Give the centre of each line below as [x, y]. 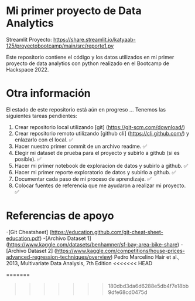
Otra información [48, 94]
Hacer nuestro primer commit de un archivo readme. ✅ [81, 146]
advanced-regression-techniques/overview [59, 257]
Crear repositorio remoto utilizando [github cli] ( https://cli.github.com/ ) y [102, 133]
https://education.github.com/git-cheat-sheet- [107, 232]
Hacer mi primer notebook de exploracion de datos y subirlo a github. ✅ [101, 165]
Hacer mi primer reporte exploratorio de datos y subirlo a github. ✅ [95, 172]
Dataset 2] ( [42, 251]
